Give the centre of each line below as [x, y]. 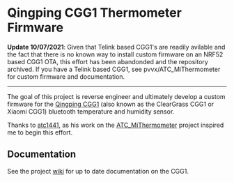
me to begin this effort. [40, 132]
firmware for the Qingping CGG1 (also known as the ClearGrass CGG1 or [111, 104]
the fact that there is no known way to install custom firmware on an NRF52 [115, 54]
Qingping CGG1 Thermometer [95, 13]
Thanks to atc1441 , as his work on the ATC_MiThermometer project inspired [116, 125]
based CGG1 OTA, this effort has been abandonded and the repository [108, 61]
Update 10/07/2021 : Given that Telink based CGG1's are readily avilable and [116, 47]
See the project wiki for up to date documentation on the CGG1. [98, 171]
